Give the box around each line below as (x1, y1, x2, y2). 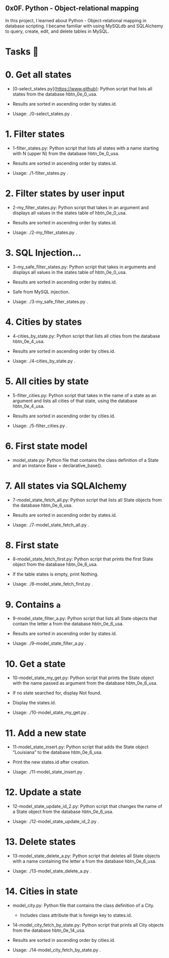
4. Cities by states (5, 316, 82, 327)
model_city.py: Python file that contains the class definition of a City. (12, 902, 155, 908)
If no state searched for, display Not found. (12, 690, 102, 696)
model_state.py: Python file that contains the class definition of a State (12, 457, 159, 463)
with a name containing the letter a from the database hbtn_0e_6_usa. (12, 858, 157, 865)
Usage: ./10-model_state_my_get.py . (12, 709, 89, 715)
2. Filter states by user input (5, 188, 125, 199)
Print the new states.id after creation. (12, 759, 90, 765)
